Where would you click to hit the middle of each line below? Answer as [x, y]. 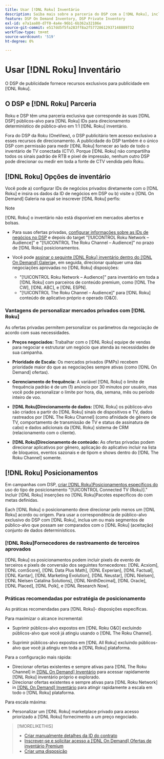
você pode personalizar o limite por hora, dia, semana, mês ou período [83, 392]
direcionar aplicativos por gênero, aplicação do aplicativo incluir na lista [84, 447]
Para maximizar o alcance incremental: [44, 618]
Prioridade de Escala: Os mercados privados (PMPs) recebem [75, 362]
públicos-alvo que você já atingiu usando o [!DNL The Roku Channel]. [82, 633]
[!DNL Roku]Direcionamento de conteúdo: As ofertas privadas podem [83, 442]
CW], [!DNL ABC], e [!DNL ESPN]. [53, 287]
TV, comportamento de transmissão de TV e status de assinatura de [81, 422]
